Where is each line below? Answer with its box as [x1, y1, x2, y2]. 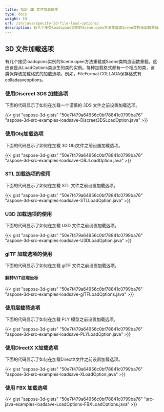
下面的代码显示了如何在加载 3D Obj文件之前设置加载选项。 [5, 142, 123, 148]
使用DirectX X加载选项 [5, 344, 59, 351]
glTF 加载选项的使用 [5, 251, 52, 258]
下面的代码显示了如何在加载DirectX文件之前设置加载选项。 [5, 356, 123, 362]
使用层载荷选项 [5, 304, 41, 311]
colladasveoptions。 [5, 77, 46, 83]
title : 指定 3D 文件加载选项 [5, 7, 59, 12]
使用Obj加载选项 [5, 130, 44, 137]
